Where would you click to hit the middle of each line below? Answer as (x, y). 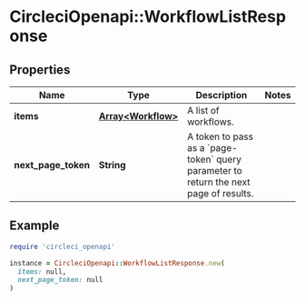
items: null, (42, 271)
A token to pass (221, 136)
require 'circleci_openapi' (63, 246)
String (112, 165)
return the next (219, 182)
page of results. (221, 193)
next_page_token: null (60, 280)
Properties (40, 70)
